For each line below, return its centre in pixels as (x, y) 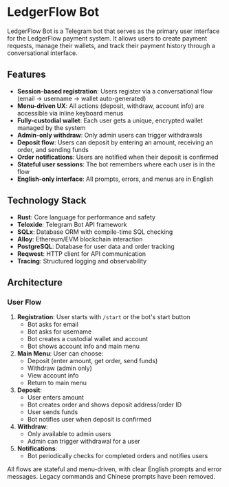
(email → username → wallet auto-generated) (81, 98)
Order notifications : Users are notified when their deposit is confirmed (118, 157)
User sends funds (53, 412)
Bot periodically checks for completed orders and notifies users (118, 456)
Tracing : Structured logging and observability (82, 261)
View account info (53, 376)
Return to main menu (57, 383)
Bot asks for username (59, 332)
